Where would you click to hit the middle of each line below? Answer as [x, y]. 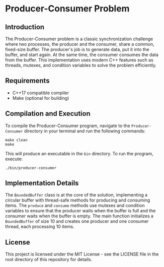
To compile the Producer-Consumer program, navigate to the [68, 126]
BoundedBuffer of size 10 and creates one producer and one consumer [77, 221]
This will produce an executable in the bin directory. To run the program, [79, 153]
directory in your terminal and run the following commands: [85, 131]
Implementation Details [42, 183]
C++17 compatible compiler [41, 93]
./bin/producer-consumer [31, 168]
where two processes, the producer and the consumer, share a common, [80, 44]
